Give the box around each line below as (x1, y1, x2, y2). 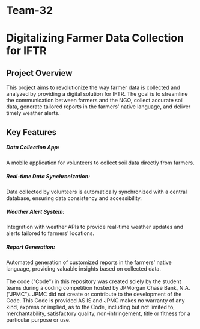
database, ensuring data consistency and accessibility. (6, 194, 142, 202)
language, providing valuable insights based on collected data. (6, 265, 161, 272)
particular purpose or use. (6, 316, 71, 324)
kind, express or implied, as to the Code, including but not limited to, (6, 304, 175, 311)
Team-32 (6, 4, 53, 17)
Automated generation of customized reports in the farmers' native (6, 258, 172, 266)
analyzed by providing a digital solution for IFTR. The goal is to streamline (6, 90, 188, 98)
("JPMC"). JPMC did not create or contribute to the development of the (6, 290, 182, 298)
